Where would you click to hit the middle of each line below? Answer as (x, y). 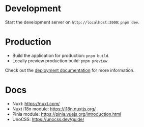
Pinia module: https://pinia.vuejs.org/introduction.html (67, 114)
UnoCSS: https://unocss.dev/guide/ (48, 119)
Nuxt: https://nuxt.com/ (36, 103)
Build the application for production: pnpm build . (61, 55)
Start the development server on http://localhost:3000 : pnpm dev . (72, 22)
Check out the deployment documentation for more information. (70, 70)
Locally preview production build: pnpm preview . (60, 61)
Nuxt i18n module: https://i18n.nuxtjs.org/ (54, 109)
